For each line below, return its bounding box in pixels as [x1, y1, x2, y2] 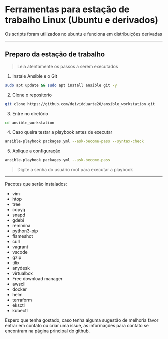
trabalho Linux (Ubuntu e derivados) [5, 14, 159, 26]
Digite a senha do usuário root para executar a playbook [17, 167, 133, 173]
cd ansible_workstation [5, 120, 55, 125]
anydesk [12, 265, 30, 271]
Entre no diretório [12, 110, 48, 116]
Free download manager [12, 276, 63, 282]
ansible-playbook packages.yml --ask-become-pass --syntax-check [5, 139, 144, 144]
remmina [12, 223, 31, 229]
